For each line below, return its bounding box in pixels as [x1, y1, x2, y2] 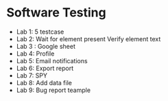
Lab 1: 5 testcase [16, 27, 64, 36]
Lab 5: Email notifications [16, 56, 88, 65]
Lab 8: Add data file [16, 78, 73, 87]
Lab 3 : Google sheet [16, 42, 76, 50]
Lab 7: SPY [16, 71, 47, 80]
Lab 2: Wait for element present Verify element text [16, 34, 161, 43]
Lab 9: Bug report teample [16, 86, 91, 94]
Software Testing [6, 5, 107, 21]
